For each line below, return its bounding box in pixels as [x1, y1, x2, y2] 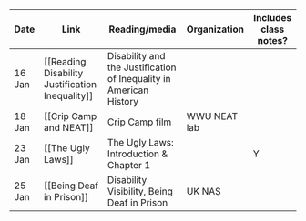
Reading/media [108, 23, 177, 35]
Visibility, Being [107, 186, 173, 197]
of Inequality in [107, 73, 171, 85]
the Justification [107, 61, 177, 74]
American [107, 84, 149, 96]
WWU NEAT [186, 110, 239, 122]
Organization [186, 23, 244, 35]
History [107, 95, 139, 107]
